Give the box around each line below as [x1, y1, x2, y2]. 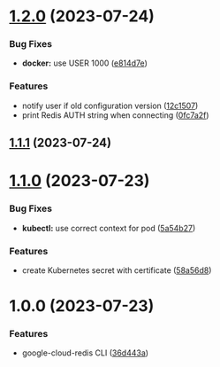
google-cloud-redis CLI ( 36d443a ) [21, 347, 148, 358]
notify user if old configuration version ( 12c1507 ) [21, 100, 199, 111]
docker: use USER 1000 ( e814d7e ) [21, 58, 148, 68]
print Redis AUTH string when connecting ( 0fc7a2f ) [21, 109, 209, 121]
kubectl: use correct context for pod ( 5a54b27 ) [21, 223, 196, 233]
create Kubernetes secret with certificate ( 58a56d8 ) [21, 264, 212, 276]
